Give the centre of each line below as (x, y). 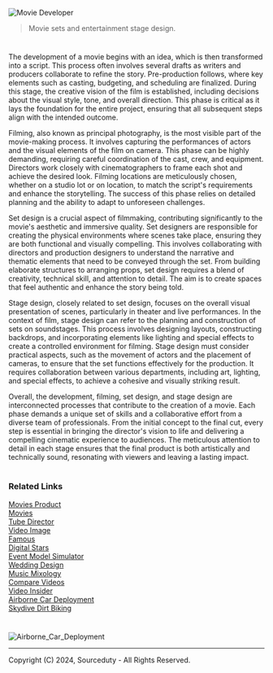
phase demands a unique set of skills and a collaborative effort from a (125, 414)
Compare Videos (37, 582)
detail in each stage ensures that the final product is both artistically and (129, 448)
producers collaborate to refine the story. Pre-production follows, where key (136, 74)
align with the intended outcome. (63, 117)
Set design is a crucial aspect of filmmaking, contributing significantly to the (136, 218)
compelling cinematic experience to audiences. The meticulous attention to (134, 440)
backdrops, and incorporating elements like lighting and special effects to (131, 338)
